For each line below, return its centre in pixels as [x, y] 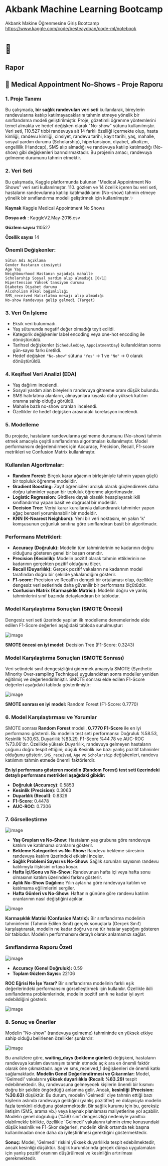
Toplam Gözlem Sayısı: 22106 [44, 973]
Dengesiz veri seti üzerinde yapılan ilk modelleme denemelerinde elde [77, 620]
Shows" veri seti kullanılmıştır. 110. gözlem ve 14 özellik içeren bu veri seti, [81, 187]
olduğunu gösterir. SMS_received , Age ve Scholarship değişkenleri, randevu [82, 755]
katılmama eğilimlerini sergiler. [44, 888]
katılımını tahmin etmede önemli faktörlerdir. [50, 760]
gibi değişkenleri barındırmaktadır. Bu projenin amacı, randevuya [86, 152]
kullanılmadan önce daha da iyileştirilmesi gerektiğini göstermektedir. [76, 1133]
